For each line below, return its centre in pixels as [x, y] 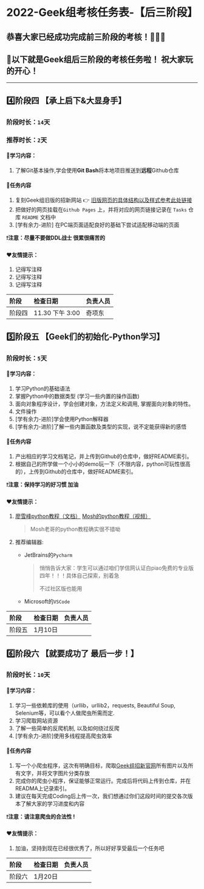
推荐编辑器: [29, 542]
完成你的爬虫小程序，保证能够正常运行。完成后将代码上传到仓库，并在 [103, 781]
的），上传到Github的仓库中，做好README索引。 [76, 471]
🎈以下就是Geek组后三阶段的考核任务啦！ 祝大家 [96, 59]
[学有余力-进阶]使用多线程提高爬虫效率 [63, 735]
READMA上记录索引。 [42, 788]
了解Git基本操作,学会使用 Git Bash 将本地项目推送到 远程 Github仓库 [97, 170]
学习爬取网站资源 [36, 720]
